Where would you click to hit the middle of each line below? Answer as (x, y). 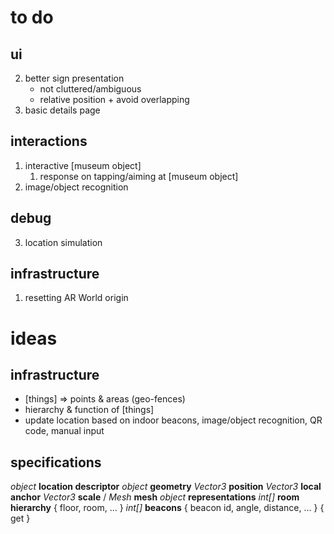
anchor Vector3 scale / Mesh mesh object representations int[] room (155, 497)
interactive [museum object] (83, 165)
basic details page (62, 110)
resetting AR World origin (76, 298)
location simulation (63, 242)
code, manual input (64, 431)
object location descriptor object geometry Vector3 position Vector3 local (166, 487)
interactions (49, 141)
